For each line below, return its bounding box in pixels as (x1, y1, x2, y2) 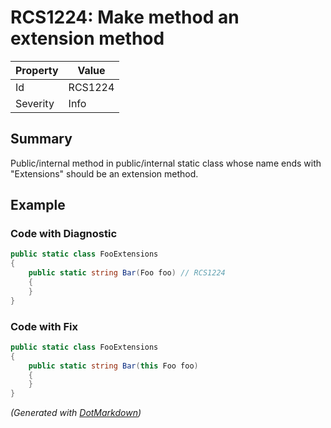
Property (15, 63, 59, 77)
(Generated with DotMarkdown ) (10, 407, 142, 419)
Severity (15, 96, 55, 110)
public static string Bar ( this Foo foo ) (28, 361, 199, 371)
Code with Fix (10, 319, 79, 333)
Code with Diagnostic (10, 227, 118, 241)
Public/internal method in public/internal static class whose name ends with (10, 157, 322, 169)
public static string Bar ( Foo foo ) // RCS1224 (28, 268, 226, 278)
